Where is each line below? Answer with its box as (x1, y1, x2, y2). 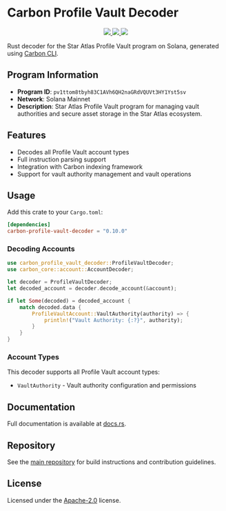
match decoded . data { (19, 303, 81, 311)
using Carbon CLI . (7, 49, 59, 57)
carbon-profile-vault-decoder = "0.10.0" (7, 228, 128, 235)
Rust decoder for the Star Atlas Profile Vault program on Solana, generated (7, 41, 219, 50)
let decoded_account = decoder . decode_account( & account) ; (7, 285, 177, 292)
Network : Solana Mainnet (17, 94, 91, 103)
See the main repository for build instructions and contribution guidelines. (7, 457, 216, 466)
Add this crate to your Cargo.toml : (7, 208, 103, 217)
